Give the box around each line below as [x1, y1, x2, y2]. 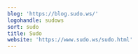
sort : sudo [7, 23, 39, 30]
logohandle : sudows [7, 17, 64, 24]
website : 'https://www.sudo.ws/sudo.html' [7, 36, 133, 43]
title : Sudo [7, 29, 42, 37]
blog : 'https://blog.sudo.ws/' [7, 10, 99, 18]
